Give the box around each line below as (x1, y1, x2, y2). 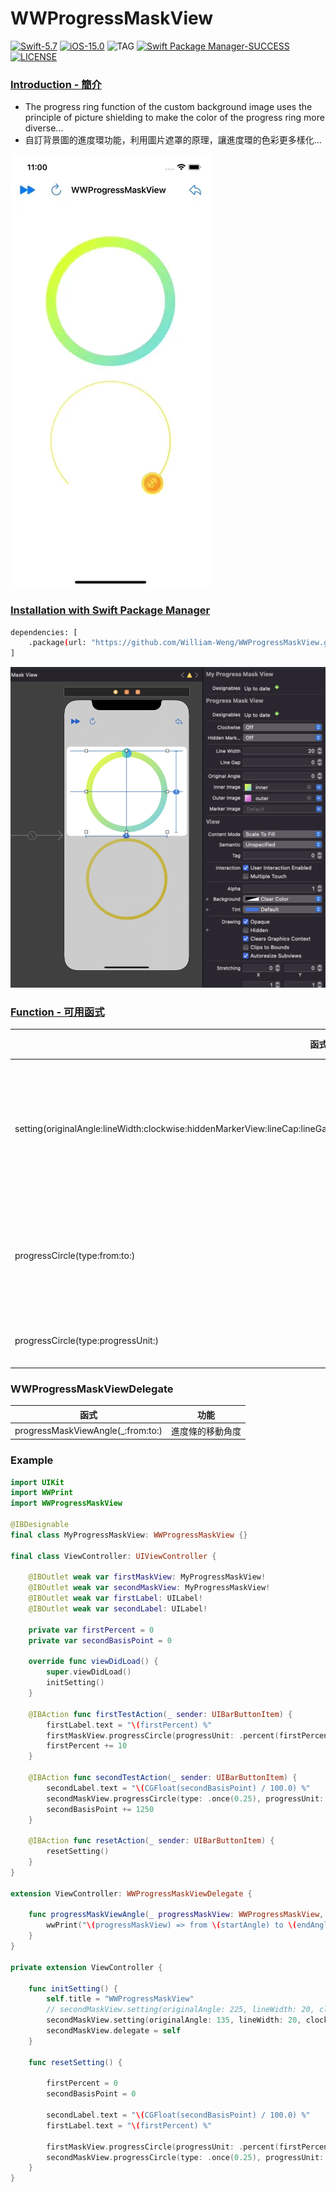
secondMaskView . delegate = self (46, 2026, 182, 2036)
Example (10, 1453, 54, 1467)
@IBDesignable (10, 1520, 70, 1530)
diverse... (24, 122, 64, 134)
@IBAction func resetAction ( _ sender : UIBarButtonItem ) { (28, 1836, 275, 1846)
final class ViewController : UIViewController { (10, 1551, 217, 1561)
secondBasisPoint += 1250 (46, 1804, 155, 1814)
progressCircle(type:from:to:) (14, 1250, 136, 1262)
